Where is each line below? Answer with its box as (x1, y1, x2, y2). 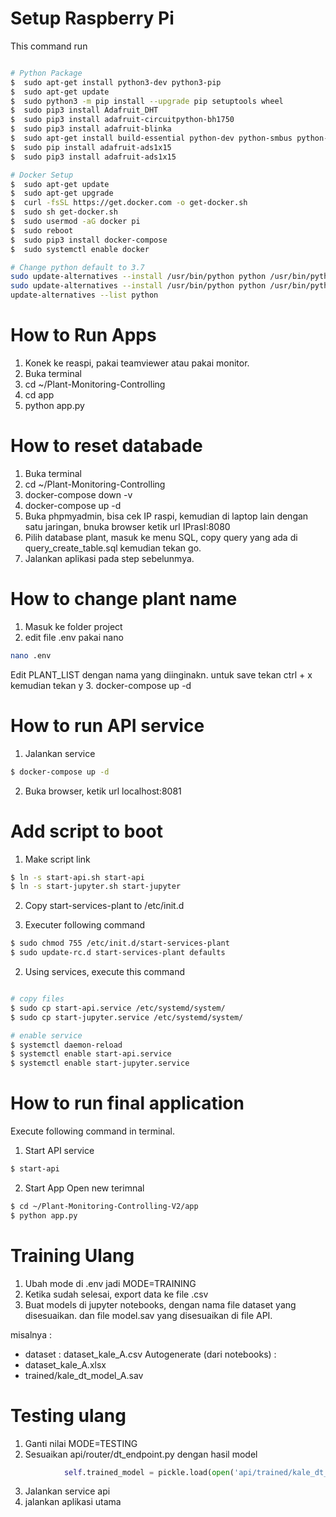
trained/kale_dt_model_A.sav (24, 1369, 144, 1381)
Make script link (24, 853, 91, 865)
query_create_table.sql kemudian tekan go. (24, 542, 202, 554)
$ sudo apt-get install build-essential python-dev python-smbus (10, 133, 293, 144)
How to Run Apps (10, 324, 157, 347)
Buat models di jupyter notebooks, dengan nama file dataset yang (24, 1298, 297, 1311)
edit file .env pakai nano (24, 631, 124, 643)
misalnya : (10, 1328, 52, 1341)
